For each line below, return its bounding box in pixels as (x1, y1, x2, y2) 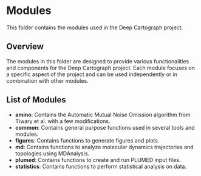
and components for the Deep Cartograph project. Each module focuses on (6, 64, 196, 71)
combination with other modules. (6, 77, 89, 84)
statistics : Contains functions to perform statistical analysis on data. (15, 163, 187, 170)
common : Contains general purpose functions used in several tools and (15, 124, 196, 131)
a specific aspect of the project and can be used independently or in (6, 71, 178, 78)
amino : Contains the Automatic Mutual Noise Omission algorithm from (15, 111, 191, 118)
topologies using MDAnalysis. (15, 150, 90, 157)
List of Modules (6, 95, 66, 105)
